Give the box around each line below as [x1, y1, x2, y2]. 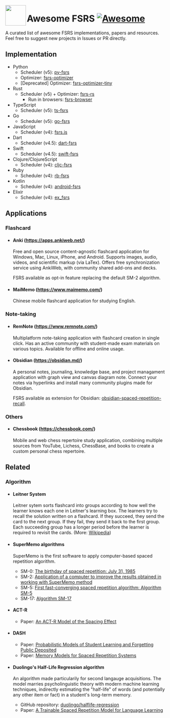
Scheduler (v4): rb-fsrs [20, 172, 70, 179]
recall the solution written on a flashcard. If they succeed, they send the [12, 513, 165, 519]
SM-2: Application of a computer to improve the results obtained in [20, 574, 162, 580]
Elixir [12, 188, 24, 195]
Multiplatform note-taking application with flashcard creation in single [12, 334, 160, 341]
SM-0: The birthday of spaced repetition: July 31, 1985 [20, 568, 136, 574]
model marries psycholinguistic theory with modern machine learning [12, 681, 160, 687]
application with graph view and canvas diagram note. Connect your [12, 374, 157, 380]
